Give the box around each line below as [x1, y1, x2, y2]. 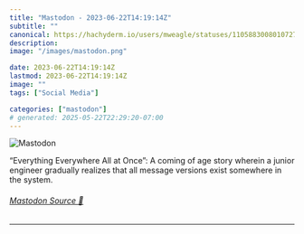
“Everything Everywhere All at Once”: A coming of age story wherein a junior [9, 155, 295, 166]
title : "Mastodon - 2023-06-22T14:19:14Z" [9, 13, 172, 23]
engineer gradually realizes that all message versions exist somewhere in [9, 164, 282, 176]
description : [9, 38, 59, 48]
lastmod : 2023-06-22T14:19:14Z [9, 71, 128, 81]
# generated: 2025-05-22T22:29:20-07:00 [9, 113, 165, 122]
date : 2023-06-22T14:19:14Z [9, 63, 116, 72]
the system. [9, 174, 53, 185]
